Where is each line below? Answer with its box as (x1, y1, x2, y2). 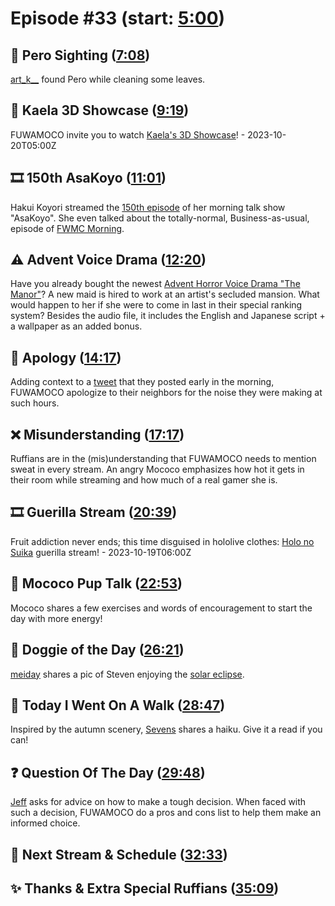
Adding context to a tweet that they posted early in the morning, (10, 376, 275, 388)
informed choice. (10, 817, 81, 829)
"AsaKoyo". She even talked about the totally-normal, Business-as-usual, (10, 212, 310, 224)
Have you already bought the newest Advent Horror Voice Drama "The (10, 278, 301, 290)
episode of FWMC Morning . (10, 222, 125, 234)
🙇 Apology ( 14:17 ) (10, 349, 122, 366)
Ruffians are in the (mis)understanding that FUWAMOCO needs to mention (10, 453, 317, 465)
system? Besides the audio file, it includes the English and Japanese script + (10, 310, 326, 322)
